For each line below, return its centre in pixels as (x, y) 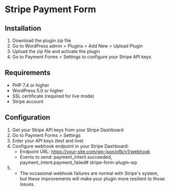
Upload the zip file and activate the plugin (56, 51)
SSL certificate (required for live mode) (53, 96)
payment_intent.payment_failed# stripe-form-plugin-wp (78, 162)
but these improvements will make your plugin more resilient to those (92, 178)
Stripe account (28, 101)
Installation (23, 28)
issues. (27, 184)
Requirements (28, 73)
